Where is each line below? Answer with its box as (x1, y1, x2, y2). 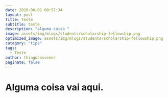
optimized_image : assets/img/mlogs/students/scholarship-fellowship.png (5, 36, 163, 41)
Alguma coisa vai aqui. (5, 82, 104, 93)
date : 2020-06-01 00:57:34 (5, 7, 63, 13)
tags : (5, 45, 17, 51)
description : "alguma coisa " (5, 27, 70, 32)
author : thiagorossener (5, 55, 56, 60)
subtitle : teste (5, 21, 40, 27)
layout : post (5, 12, 33, 17)
